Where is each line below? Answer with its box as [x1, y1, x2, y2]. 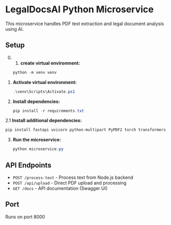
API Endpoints [5, 160, 52, 170]
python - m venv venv [12, 70, 57, 75]
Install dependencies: [12, 98, 60, 105]
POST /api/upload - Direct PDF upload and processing [12, 179, 127, 186]
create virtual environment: [20, 60, 80, 66]
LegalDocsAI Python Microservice [5, 4, 154, 15]
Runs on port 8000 [5, 214, 45, 220]
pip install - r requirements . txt [12, 108, 84, 113]
